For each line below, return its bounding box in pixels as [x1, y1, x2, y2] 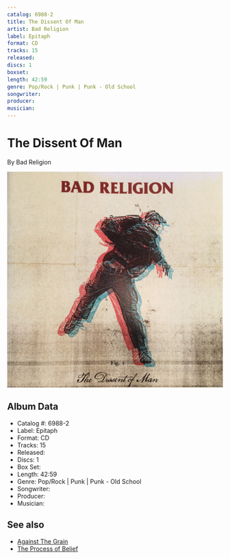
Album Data [7, 401, 59, 412]
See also [7, 519, 44, 531]
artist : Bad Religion [7, 25, 69, 32]
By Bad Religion [7, 158, 51, 166]
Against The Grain [16, 537, 68, 545]
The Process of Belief [16, 545, 79, 553]
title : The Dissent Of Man [7, 18, 84, 25]
